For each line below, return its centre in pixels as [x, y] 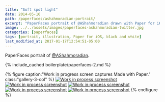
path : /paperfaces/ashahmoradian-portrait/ [50, 19]
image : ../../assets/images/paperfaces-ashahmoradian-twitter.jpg [74, 28]
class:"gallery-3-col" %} [30, 79]
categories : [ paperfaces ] [31, 32]
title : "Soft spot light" [31, 10]
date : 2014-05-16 [23, 14]
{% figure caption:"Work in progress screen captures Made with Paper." [78, 74]
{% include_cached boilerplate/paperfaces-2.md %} [58, 64]
